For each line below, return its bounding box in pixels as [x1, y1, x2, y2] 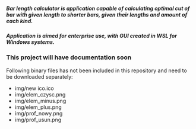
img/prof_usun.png [14, 116, 62, 123]
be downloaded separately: [6, 73, 73, 80]
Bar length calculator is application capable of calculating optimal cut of [6, 5, 190, 12]
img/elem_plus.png [14, 104, 62, 111]
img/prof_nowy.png [14, 109, 63, 117]
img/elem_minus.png [14, 97, 67, 104]
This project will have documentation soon [6, 53, 132, 62]
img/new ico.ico [14, 85, 55, 92]
